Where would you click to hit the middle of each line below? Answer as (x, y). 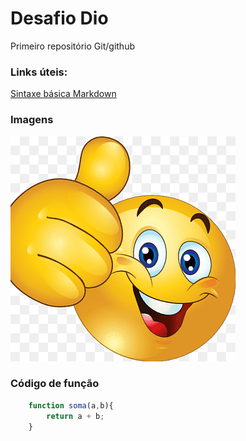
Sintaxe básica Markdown (63, 94)
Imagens (32, 120)
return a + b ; (75, 416)
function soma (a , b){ (71, 405)
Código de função (55, 384)
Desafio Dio (59, 18)
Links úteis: (39, 72)
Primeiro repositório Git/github (72, 46)
